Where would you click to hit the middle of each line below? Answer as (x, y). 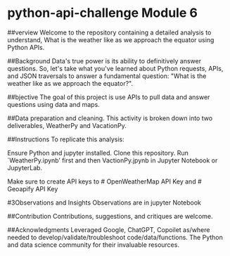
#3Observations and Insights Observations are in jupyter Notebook (104, 203)
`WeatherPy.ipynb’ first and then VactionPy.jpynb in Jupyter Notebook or (113, 160)
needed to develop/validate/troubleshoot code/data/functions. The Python (115, 237)
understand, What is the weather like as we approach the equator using (111, 39)
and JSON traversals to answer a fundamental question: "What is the (107, 76)
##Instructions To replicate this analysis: (66, 139)
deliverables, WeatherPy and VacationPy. (67, 125)
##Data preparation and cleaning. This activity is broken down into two (110, 118)
